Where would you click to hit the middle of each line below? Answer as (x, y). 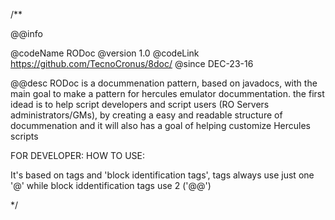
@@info (26, 33)
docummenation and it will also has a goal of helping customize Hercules (161, 125)
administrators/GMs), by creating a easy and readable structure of (146, 115)
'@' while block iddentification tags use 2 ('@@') (111, 185)
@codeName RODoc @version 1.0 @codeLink (105, 53)
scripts (24, 136)
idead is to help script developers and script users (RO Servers (140, 104)
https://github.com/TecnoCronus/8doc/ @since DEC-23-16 (132, 63)
